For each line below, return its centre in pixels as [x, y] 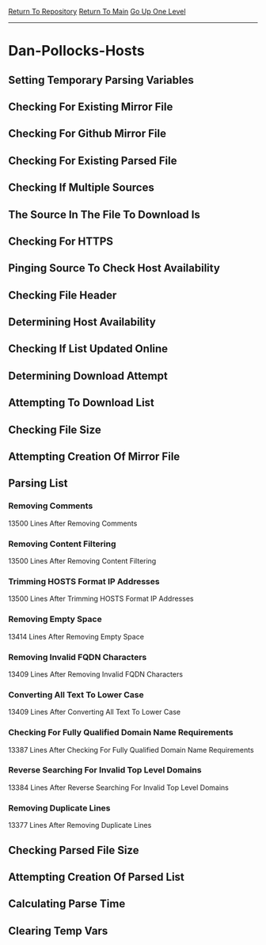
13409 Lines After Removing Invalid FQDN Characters [96, 674]
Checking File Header [63, 295]
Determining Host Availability [82, 323]
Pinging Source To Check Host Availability [114, 268]
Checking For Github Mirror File [87, 134]
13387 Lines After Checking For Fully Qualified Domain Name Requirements [131, 750]
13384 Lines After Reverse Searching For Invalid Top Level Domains [119, 787]
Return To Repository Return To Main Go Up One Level [97, 11]
